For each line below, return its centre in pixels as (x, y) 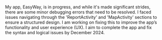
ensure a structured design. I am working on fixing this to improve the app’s (81, 22)
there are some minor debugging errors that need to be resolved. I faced (78, 12)
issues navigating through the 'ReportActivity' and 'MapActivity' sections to (81, 17)
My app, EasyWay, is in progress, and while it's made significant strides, (78, 7)
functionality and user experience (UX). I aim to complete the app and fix (79, 27)
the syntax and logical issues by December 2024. (55, 33)
